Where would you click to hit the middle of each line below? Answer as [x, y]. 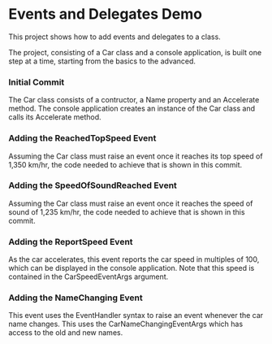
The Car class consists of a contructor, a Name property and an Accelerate [134, 100]
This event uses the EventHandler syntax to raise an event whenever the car [136, 316]
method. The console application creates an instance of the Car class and [132, 109]
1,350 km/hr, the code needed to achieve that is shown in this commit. [125, 164]
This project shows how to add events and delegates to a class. [114, 37]
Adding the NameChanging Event [76, 298]
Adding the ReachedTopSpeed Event [82, 138]
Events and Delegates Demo [106, 14]
